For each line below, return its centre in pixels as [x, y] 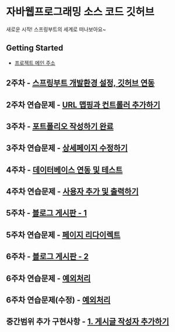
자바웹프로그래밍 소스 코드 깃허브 [80, 12]
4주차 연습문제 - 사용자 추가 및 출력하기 [72, 191]
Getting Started [35, 48]
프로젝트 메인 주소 [35, 63]
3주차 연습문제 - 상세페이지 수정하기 [67, 148]
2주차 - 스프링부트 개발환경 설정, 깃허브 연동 [80, 83]
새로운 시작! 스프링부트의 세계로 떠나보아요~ [56, 29]
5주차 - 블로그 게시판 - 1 [47, 213]
